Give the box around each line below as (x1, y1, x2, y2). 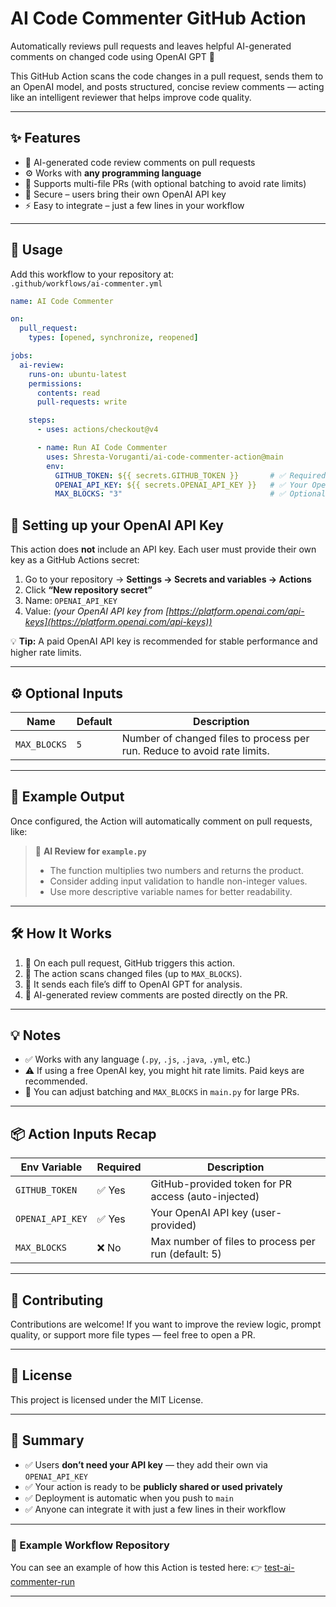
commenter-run (10, 1575, 75, 1587)
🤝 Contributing (10, 1292, 104, 1309)
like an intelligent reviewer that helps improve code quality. (10, 91, 252, 103)
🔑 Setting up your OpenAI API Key (10, 517, 224, 534)
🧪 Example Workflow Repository (10, 1538, 170, 1552)
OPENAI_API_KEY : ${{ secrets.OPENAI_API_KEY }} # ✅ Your (54, 480, 308, 490)
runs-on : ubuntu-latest (28, 369, 128, 379)
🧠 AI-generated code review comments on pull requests (24, 156, 256, 168)
